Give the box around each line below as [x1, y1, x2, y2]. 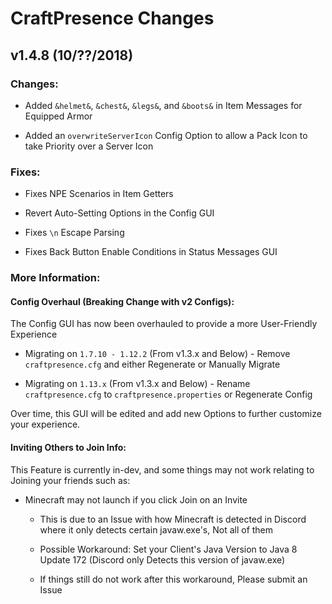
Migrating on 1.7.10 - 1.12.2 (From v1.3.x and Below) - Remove [24, 348, 291, 360]
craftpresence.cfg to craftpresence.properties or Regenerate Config [24, 388, 313, 401]
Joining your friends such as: [10, 474, 131, 486]
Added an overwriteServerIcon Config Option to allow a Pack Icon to [24, 129, 308, 141]
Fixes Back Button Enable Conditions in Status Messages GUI [24, 246, 278, 258]
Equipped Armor [24, 110, 93, 122]
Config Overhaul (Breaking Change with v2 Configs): [10, 295, 235, 307]
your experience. [10, 418, 81, 431]
